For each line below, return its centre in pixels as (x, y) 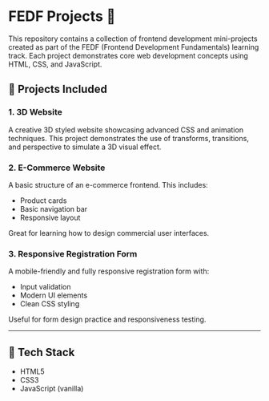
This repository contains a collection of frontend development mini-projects (133, 38)
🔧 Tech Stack (42, 352)
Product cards (43, 200)
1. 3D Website (35, 112)
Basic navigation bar (54, 209)
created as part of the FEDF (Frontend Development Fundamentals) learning (134, 47)
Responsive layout (50, 217)
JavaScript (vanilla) (52, 389)
